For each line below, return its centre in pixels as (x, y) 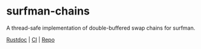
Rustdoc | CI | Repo (31, 39)
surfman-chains (48, 11)
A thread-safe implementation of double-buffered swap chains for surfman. (101, 28)
